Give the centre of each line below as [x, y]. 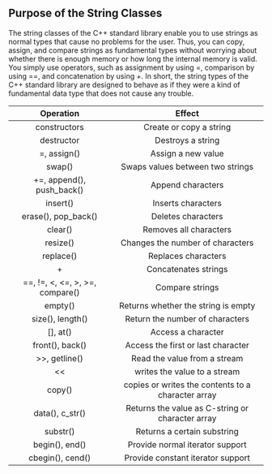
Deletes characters [187, 216]
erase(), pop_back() [59, 216]
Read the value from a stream [187, 358]
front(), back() [59, 345]
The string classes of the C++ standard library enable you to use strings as [133, 32]
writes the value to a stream [187, 371]
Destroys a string [187, 140]
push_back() [59, 190]
